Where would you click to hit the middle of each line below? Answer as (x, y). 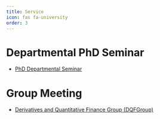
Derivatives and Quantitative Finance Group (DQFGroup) (84, 110)
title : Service (25, 12)
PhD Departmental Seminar (48, 69)
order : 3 (17, 23)
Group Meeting (44, 93)
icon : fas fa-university (37, 17)
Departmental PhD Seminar (75, 52)
